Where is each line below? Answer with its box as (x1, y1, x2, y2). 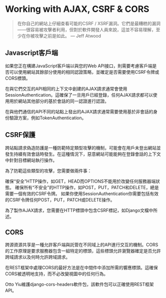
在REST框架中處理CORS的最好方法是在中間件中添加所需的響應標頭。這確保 (5, 265, 158, 271)
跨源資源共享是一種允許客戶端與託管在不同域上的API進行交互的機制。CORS (5, 242, 159, 248)
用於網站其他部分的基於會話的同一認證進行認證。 (9, 98, 109, 104)
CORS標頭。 (5, 75, 31, 81)
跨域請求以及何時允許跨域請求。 (5, 254, 70, 260)
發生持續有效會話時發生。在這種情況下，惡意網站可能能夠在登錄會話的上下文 (5, 151, 161, 157)
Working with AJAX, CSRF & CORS (5, 3, 150, 15)
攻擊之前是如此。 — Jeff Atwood (34, 33, 101, 39)
